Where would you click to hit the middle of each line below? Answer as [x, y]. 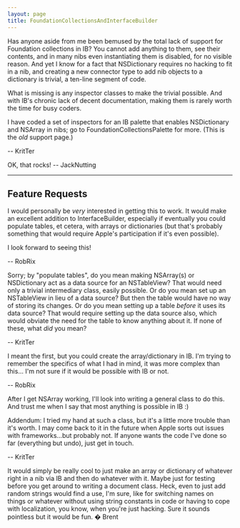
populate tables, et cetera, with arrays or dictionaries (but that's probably [115, 226]
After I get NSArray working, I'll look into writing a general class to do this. [116, 399]
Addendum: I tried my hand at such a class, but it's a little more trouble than [119, 420]
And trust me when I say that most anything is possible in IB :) [98, 407]
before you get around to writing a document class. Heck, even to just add [117, 486]
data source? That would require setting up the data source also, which [112, 313]
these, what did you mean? [47, 329]
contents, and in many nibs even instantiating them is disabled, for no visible [120, 56]
